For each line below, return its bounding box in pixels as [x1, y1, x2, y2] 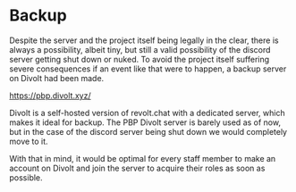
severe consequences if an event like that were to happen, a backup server [9, 63, 287, 74]
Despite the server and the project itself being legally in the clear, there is [9, 35, 279, 46]
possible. [9, 171, 43, 183]
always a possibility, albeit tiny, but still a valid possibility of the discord [9, 44, 271, 54]
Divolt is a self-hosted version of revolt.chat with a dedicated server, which [9, 107, 285, 118]
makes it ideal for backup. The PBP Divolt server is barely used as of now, [9, 117, 282, 128]
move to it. [9, 136, 48, 146]
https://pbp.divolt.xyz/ [9, 90, 91, 101]
